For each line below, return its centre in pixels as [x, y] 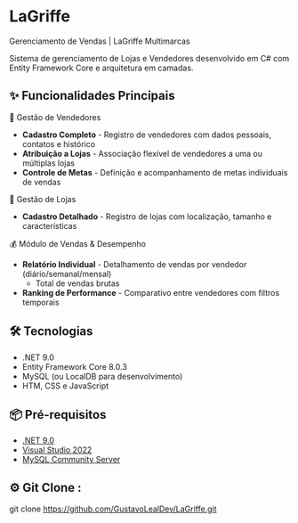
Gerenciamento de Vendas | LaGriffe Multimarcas [100, 41]
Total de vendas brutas [77, 283]
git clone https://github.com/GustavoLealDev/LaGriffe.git [113, 509]
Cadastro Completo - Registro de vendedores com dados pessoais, [147, 135]
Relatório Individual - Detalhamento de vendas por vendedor [134, 264]
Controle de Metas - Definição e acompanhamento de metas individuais [155, 172]
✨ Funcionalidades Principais [92, 96]
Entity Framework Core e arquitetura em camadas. [101, 68]
